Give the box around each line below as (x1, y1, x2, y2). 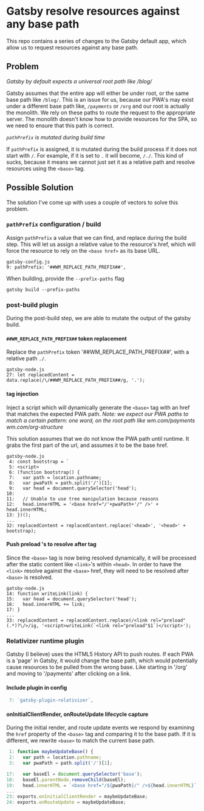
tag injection (6, 390, 39, 397)
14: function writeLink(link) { (6, 591, 88, 597)
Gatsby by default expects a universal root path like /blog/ (6, 77, 152, 85)
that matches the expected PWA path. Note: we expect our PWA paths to (6, 410, 189, 418)
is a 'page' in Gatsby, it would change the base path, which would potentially (6, 657, 198, 664)
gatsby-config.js (6, 259, 50, 265)
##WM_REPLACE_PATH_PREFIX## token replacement (6, 335, 127, 342)
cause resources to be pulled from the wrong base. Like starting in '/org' (6, 664, 188, 671)
